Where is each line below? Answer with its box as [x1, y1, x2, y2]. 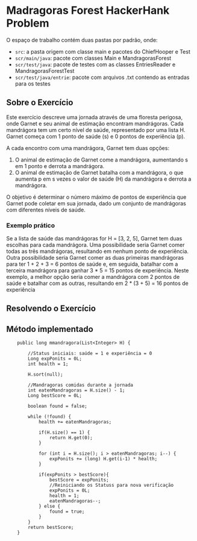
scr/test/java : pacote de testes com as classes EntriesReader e [14, 61, 176, 68]
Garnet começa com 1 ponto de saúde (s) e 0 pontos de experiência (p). [6, 133, 186, 140]
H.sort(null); [28, 372, 63, 378]
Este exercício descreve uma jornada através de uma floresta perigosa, [6, 113, 183, 120]
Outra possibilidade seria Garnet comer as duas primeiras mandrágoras [6, 254, 184, 261]
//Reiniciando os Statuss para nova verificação [49, 483, 174, 489]
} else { [38, 504, 61, 510]
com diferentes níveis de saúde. [6, 206, 86, 213]
